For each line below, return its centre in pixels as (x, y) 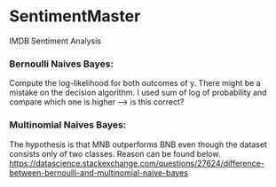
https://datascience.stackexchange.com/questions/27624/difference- (137, 163)
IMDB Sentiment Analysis (55, 41)
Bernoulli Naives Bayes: (61, 64)
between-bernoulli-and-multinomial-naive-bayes (99, 172)
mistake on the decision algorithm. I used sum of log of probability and (138, 93)
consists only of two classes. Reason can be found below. (115, 153)
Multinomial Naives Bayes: (68, 125)
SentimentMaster (75, 16)
